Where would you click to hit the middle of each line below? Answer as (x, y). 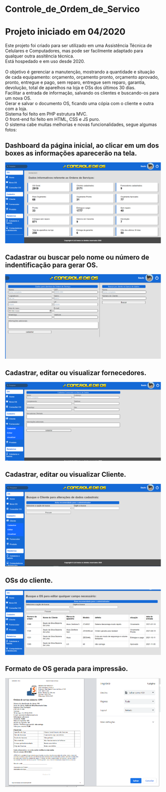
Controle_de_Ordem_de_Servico (72, 9)
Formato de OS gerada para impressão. (67, 669)
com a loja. (16, 109)
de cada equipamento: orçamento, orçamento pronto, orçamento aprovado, (82, 77)
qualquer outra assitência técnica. (40, 56)
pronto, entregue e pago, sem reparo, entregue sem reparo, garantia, (75, 82)
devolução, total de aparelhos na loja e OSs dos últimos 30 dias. (70, 88)
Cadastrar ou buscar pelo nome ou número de (77, 257)
